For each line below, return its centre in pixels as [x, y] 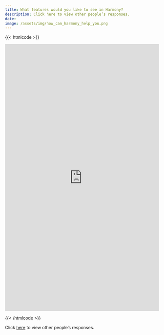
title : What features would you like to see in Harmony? [64, 10]
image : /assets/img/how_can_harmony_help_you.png [57, 23]
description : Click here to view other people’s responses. [68, 14]
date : [10, 19]
